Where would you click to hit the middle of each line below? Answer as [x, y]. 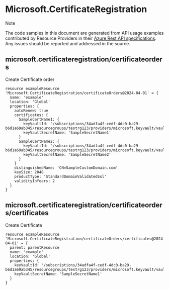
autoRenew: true [31, 111]
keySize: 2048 [29, 172]
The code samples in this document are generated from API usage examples [84, 33]
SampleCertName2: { [39, 141]
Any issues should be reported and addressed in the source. [68, 43]
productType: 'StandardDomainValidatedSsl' [61, 176]
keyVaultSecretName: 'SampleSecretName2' [67, 154]
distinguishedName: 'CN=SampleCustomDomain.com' [66, 168]
